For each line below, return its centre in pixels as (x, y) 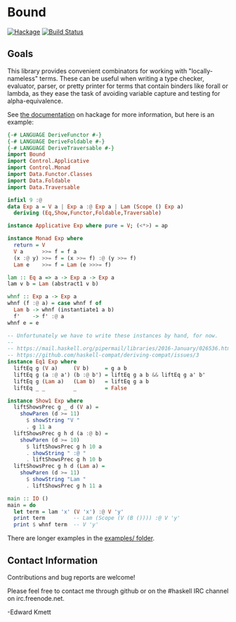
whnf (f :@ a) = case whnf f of (54, 304)
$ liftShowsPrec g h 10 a (64, 447)
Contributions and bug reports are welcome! (71, 577)
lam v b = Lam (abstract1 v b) (53, 284)
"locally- (201, 70)
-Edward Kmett (29, 612)
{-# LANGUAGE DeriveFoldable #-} (56, 142)
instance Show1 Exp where (45, 401)
